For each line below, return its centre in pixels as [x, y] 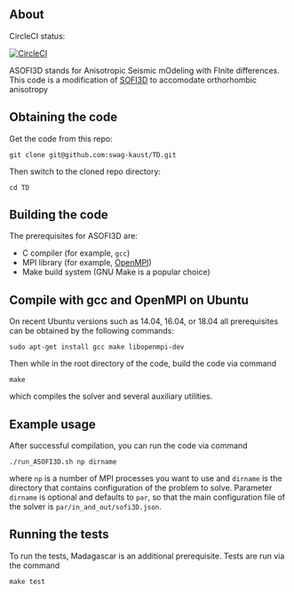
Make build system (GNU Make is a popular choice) [116, 272]
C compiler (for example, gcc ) [76, 253]
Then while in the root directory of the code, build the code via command [143, 364]
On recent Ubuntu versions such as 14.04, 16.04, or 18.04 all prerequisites [144, 321]
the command [35, 565]
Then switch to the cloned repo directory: [85, 171]
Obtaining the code [64, 118]
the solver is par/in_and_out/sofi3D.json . [86, 507]
